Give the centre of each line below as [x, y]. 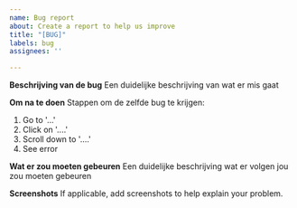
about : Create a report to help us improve [93, 26]
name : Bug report [42, 18]
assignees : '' [36, 52]
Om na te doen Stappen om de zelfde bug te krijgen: [107, 103]
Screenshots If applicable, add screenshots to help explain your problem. [146, 194]
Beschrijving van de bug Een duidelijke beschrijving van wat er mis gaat [144, 85]
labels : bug [32, 43]
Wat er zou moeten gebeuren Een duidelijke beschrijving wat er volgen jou [149, 166]
